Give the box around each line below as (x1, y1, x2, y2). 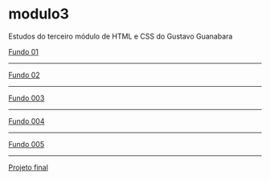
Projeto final (8, 162, 48, 172)
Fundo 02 (8, 70, 40, 80)
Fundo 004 (8, 116, 45, 125)
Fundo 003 (8, 93, 45, 103)
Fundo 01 (8, 47, 39, 56)
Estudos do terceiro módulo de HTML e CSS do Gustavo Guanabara (8, 31, 233, 41)
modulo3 (8, 5, 70, 23)
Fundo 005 (8, 139, 45, 149)
